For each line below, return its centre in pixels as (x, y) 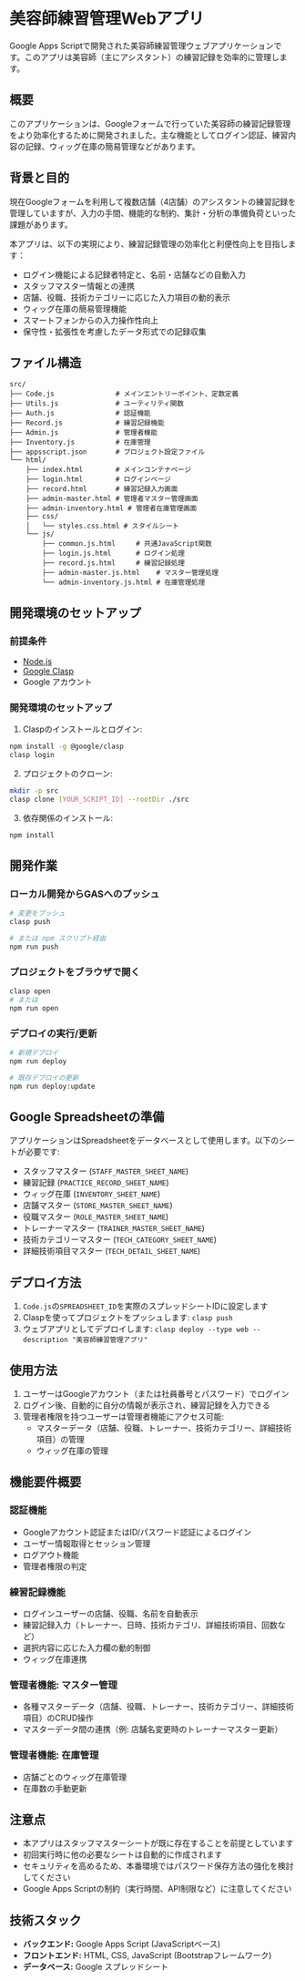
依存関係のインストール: (68, 817)
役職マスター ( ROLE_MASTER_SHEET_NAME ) (96, 1216)
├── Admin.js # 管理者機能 (83, 433)
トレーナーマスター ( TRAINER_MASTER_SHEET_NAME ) (113, 1228)
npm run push (34, 947)
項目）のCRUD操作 (58, 1718)
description (45, 1340)
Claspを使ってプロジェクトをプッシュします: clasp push (128, 1318)
